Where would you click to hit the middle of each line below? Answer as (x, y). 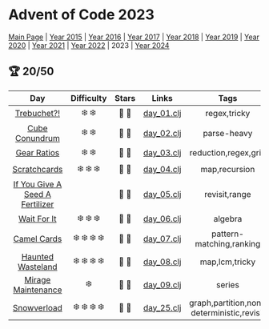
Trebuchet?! (38, 114)
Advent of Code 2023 (81, 15)
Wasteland (37, 267)
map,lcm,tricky (228, 262)
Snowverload (37, 307)
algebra (228, 219)
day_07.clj (162, 239)
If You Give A (38, 184)
